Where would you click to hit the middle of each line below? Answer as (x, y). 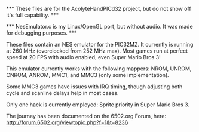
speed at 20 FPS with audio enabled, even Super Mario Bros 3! (83, 57)
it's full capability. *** (33, 15)
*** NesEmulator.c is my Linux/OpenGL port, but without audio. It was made (99, 27)
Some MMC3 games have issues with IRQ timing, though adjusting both (94, 87)
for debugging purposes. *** (42, 33)
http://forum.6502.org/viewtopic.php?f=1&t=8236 (67, 122)
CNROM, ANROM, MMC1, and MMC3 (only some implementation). (88, 75)
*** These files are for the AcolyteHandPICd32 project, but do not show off (99, 9)
